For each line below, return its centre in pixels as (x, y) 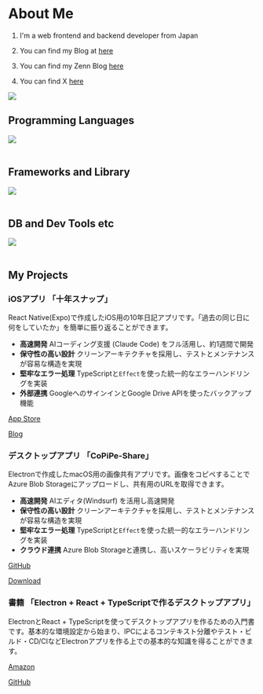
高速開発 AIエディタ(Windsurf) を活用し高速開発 (97, 501)
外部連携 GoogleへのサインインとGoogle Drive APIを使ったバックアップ (135, 393)
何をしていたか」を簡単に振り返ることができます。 (90, 328)
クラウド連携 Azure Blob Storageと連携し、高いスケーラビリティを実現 (134, 550)
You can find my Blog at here (66, 50)
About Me (41, 14)
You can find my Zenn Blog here (71, 66)
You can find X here (51, 81)
